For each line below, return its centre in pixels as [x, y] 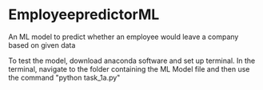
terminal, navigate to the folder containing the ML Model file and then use [129, 68]
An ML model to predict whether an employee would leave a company [124, 37]
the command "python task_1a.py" [64, 77]
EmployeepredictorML [84, 15]
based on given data [42, 45]
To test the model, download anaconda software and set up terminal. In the [132, 61]
